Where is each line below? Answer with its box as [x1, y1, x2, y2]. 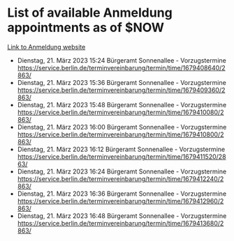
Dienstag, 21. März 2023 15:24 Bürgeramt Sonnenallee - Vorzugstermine [17, 56, 227, 64]
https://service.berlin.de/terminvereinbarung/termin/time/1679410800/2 [17, 130, 224, 139]
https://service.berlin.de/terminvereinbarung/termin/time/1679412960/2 [17, 196, 224, 205]
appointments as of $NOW [7, 20, 165, 36]
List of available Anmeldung [7, 5, 173, 21]
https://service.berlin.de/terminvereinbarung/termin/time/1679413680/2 [17, 219, 224, 227]
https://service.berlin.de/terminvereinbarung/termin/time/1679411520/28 [17, 152, 226, 161]
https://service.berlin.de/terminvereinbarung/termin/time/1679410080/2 [17, 108, 224, 116]
